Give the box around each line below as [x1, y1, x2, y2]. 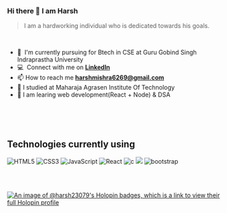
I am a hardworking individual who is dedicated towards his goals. [23, 22, 210, 30]
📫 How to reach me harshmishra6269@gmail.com [16, 73, 165, 82]
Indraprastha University [16, 55, 83, 64]
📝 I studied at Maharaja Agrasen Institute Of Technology [16, 84, 175, 92]
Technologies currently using [7, 138, 135, 150]
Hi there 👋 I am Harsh [7, 6, 79, 16]
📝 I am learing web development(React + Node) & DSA [16, 90, 171, 99]
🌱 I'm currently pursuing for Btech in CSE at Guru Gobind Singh [16, 48, 197, 57]
